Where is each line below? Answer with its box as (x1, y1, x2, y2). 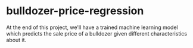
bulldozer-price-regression (6, 4, 144, 18)
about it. (6, 36, 27, 43)
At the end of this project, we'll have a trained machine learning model (6, 24, 178, 31)
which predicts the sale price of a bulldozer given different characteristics (6, 30, 188, 37)
